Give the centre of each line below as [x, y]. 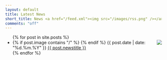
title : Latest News [25, 14]
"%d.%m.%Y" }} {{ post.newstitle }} [49, 48]
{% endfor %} [27, 53]
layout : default [22, 10]
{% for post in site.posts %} [41, 37]
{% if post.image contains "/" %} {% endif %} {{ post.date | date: [79, 43]
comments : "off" [22, 23]
